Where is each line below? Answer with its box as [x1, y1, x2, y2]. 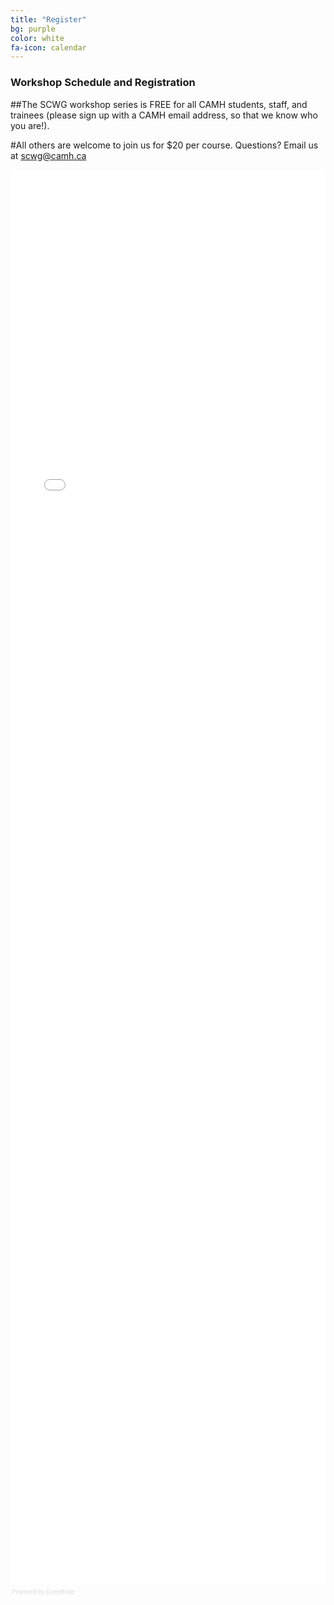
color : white [10, 33, 65, 43]
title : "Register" [10, 14, 87, 25]
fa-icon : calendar [10, 42, 87, 53]
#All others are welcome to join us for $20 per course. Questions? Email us [10, 139, 319, 151]
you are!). [10, 119, 50, 131]
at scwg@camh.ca [10, 149, 87, 161]
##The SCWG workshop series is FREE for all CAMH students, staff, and [10, 98, 308, 110]
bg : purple [10, 24, 56, 34]
